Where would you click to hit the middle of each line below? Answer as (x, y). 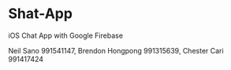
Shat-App (41, 14)
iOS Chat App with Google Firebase (66, 35)
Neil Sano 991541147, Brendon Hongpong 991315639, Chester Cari (116, 50)
